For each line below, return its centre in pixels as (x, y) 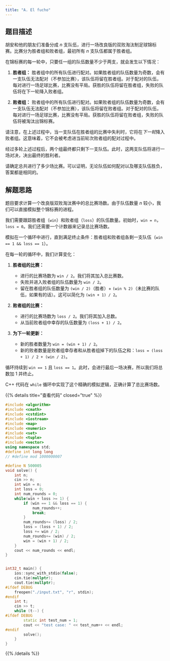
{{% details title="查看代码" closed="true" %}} (54, 395)
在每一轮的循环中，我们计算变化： (41, 254)
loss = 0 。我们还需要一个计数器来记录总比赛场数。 (59, 227)
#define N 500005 (24, 466)
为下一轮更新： (28, 333)
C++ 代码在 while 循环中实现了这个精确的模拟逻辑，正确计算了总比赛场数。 (84, 384)
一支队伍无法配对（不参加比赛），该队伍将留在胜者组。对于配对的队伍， (87, 79)
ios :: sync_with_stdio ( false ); (46, 574)
